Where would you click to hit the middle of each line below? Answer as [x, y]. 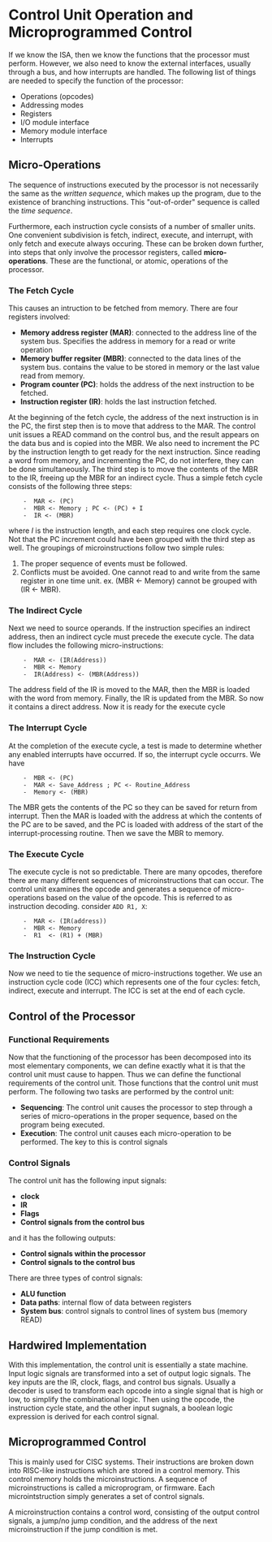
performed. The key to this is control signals [94, 1141]
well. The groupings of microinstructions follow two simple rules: [117, 548]
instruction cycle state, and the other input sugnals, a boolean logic [121, 1408]
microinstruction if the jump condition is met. [83, 1529]
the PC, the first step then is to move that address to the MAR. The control [132, 426]
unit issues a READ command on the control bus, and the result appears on [134, 435]
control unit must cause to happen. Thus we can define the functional [125, 1074]
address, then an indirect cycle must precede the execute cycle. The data [131, 637]
